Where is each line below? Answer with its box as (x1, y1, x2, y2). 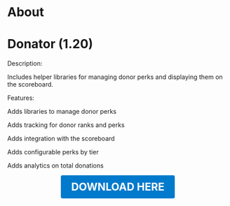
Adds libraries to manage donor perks (7, 108, 117, 116)
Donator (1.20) (7, 36, 93, 52)
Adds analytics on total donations (7, 161, 104, 170)
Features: (7, 94, 35, 102)
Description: (7, 59, 43, 68)
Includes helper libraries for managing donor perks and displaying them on (7, 73, 223, 81)
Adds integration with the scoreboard (7, 134, 115, 143)
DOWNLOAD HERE (71, 180, 165, 194)
